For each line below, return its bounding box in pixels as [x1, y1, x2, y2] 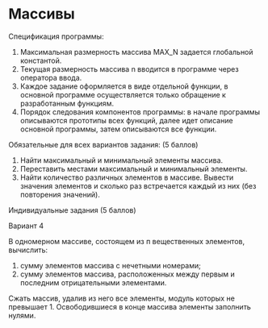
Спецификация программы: [8, 31, 104, 41]
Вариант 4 [8, 221, 44, 230]
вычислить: [8, 245, 48, 255]
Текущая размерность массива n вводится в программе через [19, 64, 240, 73]
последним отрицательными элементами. [19, 277, 167, 287]
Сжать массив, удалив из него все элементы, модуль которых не [8, 293, 236, 303]
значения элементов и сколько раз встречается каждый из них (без [19, 181, 257, 190]
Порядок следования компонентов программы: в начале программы [19, 106, 261, 117]
